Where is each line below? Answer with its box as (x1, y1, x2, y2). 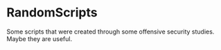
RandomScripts (6, 5, 98, 21)
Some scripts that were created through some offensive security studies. (6, 27, 215, 36)
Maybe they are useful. (6, 34, 73, 42)
